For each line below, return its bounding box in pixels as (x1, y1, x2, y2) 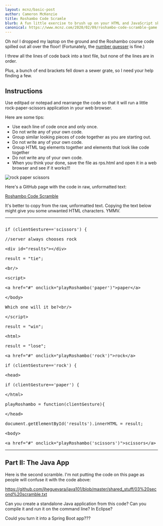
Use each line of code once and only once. (12, 123, 98, 129)
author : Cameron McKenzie (5, 12, 57, 17)
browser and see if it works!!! (12, 165, 70, 170)
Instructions (5, 87, 43, 95)
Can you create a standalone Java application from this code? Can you (5, 501, 147, 507)
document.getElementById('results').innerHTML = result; (5, 421, 144, 426)
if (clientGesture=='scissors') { (5, 226, 87, 232)
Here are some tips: (5, 114, 45, 120)
